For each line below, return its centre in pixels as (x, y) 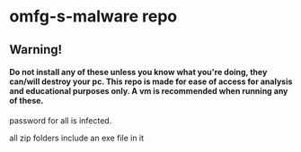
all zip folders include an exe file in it (77, 138)
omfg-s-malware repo (93, 17)
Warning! (36, 50)
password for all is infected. (61, 120)
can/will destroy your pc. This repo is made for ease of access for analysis (151, 81)
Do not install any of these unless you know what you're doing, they (138, 72)
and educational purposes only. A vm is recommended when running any (149, 91)
